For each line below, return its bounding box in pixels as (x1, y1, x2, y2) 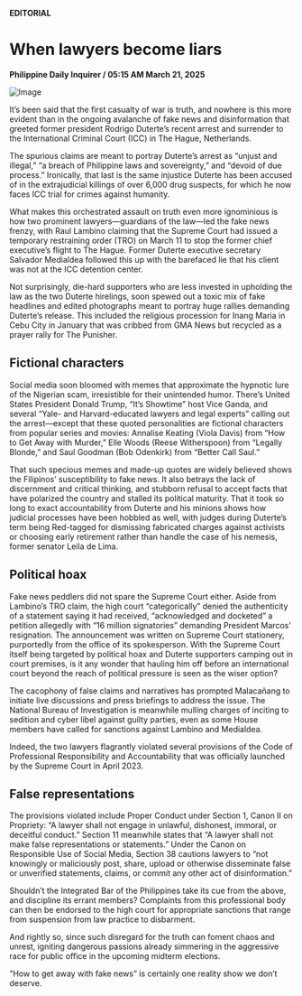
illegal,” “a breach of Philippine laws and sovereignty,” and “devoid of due (9, 160, 282, 171)
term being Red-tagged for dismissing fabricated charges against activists (9, 521, 286, 532)
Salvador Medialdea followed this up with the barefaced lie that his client (9, 254, 279, 265)
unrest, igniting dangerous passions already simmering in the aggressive (9, 941, 279, 952)
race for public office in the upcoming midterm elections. (9, 951, 221, 962)
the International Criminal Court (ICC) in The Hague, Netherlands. (9, 133, 252, 144)
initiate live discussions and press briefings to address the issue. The (9, 694, 266, 705)
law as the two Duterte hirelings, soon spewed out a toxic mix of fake (9, 291, 266, 302)
